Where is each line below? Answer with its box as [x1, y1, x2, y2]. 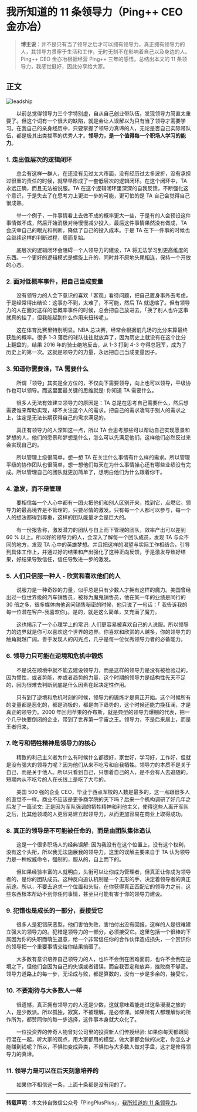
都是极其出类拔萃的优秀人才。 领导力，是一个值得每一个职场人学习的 [16, 132, 181, 139]
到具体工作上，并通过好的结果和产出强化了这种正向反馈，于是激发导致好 [6, 548, 181, 555]
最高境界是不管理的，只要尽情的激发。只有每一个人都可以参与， [21, 506, 176, 513]
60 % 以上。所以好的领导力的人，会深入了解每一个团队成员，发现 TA [6, 534, 172, 541]
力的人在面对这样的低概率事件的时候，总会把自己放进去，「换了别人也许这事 [6, 307, 189, 314]
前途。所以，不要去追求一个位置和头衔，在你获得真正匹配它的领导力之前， [6, 883, 186, 890]
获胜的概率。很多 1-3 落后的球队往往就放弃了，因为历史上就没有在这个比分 [6, 334, 186, 341]
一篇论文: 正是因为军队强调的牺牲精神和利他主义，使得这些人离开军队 [21, 803, 189, 810]
